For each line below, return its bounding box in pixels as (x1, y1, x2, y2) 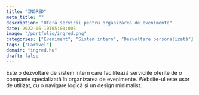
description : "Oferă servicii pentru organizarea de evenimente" (6, 20, 172, 26)
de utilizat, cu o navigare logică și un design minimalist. (6, 81, 142, 89)
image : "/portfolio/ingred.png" (6, 31, 87, 37)
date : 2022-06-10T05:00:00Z (6, 25, 76, 31)
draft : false (6, 53, 39, 59)
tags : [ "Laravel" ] (6, 42, 52, 48)
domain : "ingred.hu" (6, 47, 58, 53)
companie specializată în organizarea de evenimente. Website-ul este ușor (6, 75, 190, 83)
